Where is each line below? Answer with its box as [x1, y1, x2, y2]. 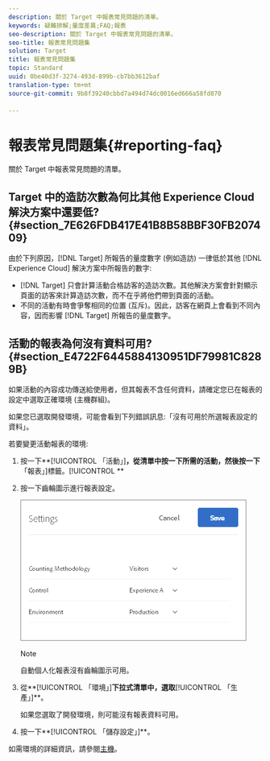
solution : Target [8, 47, 67, 56]
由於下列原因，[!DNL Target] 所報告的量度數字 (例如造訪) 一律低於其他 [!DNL [8, 254, 262, 263]
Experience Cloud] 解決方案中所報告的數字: [8, 263, 152, 273]
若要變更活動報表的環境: [8, 439, 89, 449]
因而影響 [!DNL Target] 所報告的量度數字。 [34, 311, 176, 321]
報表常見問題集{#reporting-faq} [8, 136, 223, 155]
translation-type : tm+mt [8, 81, 92, 89]
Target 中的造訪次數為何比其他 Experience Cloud [8, 190, 255, 204]
